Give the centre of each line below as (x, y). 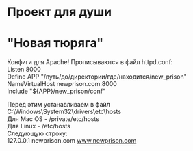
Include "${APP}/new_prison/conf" (56, 91)
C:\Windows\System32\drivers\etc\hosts (64, 112)
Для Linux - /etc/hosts (39, 126)
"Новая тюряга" (55, 43)
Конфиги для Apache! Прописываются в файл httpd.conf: (90, 62)
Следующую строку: (37, 133)
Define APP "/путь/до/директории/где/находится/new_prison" (97, 77)
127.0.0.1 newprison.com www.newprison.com (72, 141)
